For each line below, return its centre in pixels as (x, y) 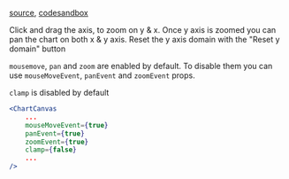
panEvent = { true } (55, 133)
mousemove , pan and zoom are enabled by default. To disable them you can (141, 66)
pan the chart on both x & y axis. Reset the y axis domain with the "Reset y (144, 39)
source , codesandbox (49, 13)
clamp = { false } (51, 150)
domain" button (38, 49)
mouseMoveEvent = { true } (67, 125)
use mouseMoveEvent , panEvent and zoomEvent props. (103, 75)
